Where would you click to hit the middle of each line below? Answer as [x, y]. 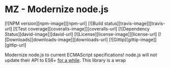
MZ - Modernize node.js [57, 9]
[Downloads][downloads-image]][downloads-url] [56, 40]
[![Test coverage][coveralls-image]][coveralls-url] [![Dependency [81, 28]
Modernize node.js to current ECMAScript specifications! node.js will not [81, 55]
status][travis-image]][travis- [135, 23]
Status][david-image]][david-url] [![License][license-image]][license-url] [81, 34]
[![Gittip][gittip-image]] [133, 40]
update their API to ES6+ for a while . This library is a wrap [65, 60]
